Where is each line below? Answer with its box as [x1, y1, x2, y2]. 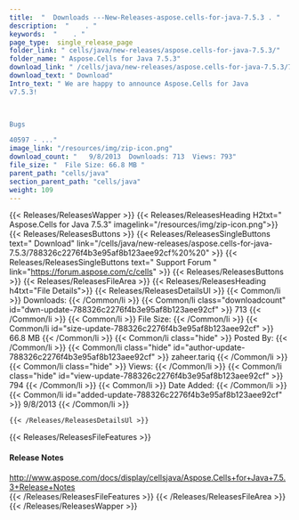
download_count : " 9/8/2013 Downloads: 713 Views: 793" [9, 152, 238, 161]
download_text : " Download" [9, 71, 114, 80]
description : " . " [9, 21, 98, 30]
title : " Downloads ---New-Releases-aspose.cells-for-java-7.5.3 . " [9, 12, 280, 22]
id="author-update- [173, 342, 246, 353]
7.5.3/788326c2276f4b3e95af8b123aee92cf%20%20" [9, 248, 210, 258]
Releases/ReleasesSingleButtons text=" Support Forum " [9, 257, 217, 268]
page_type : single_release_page [9, 37, 133, 47]
